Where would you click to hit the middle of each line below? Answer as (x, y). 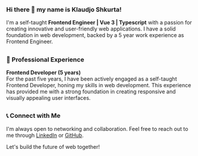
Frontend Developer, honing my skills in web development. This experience (99, 85)
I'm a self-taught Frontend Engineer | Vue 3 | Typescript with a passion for (99, 23)
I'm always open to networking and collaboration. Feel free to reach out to (97, 129)
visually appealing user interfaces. (48, 98)
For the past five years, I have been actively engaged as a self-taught (92, 79)
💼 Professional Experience (45, 59)
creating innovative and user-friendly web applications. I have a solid (91, 29)
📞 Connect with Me (33, 116)
